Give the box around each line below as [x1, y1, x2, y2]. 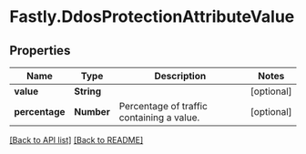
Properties [9, 43, 71, 58]
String [74, 85, 102, 98]
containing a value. [118, 111, 200, 124]
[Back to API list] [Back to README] [9, 135, 144, 145]
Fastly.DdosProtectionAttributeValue [9, 6, 295, 27]
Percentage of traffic [118, 100, 208, 112]
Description [154, 70, 207, 82]
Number [74, 106, 111, 118]
